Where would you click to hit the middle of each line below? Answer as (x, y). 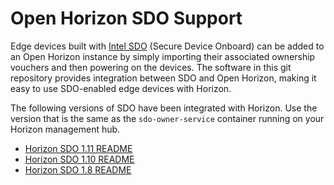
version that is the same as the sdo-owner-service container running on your (167, 118)
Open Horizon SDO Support (126, 18)
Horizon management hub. (65, 129)
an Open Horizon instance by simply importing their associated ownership (163, 56)
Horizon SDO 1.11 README (78, 148)
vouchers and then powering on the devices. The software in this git (151, 67)
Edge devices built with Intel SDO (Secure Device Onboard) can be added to (167, 46)
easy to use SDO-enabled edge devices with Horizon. (121, 88)
